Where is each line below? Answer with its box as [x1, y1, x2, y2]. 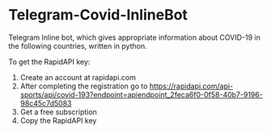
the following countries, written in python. [8, 41, 147, 50]
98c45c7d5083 [19, 98, 72, 108]
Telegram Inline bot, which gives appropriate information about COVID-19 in [8, 32, 260, 42]
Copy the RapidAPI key [19, 115, 97, 125]
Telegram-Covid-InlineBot [8, 6, 188, 24]
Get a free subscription [19, 107, 97, 117]
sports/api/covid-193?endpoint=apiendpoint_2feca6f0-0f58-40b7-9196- [19, 89, 263, 99]
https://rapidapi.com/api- [149, 81, 234, 91]
